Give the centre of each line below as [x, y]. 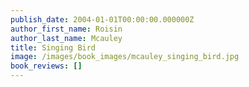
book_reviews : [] [46, 66]
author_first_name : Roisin [66, 29]
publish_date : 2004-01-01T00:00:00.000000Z [102, 19]
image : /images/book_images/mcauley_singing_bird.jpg [125, 57]
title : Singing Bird [53, 47]
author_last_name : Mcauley [66, 38]
